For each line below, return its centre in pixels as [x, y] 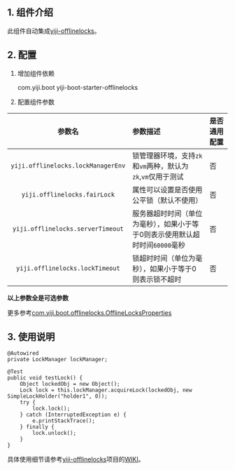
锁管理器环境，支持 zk [167, 155]
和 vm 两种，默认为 [160, 166]
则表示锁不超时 [157, 279]
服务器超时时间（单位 [167, 213]
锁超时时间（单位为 [164, 258]
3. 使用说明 [31, 337]
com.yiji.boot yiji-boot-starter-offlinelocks [78, 87]
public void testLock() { [45, 378]
